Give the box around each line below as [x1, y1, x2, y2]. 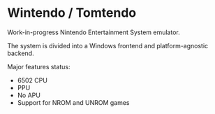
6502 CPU [17, 76, 47, 85]
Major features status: [7, 62, 71, 71]
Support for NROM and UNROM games [17, 98, 130, 106]
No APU [17, 91, 40, 99]
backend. [7, 49, 34, 57]
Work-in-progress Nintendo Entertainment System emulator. [7, 28, 180, 36]
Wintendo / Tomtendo [7, 5, 137, 21]
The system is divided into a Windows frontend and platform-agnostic [7, 41, 209, 50]
